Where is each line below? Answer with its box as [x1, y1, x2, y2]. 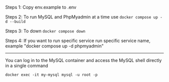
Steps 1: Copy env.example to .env [5, 4, 76, 10]
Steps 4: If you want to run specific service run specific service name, [5, 37, 151, 43]
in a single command [5, 62, 49, 68]
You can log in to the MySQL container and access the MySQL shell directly [5, 57, 162, 63]
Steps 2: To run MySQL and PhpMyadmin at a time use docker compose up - [5, 14, 162, 19]
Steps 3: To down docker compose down [5, 28, 86, 34]
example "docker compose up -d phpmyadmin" [5, 43, 104, 49]
